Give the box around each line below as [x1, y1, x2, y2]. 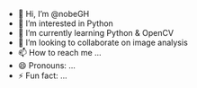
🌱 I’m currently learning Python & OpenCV [17, 28, 174, 38]
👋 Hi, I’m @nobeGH [17, 9, 90, 19]
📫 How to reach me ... [17, 48, 102, 57]
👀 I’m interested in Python [17, 18, 114, 29]
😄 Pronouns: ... [17, 60, 76, 71]
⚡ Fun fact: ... [17, 70, 67, 81]
